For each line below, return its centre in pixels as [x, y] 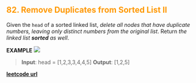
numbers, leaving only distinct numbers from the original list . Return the [97, 31]
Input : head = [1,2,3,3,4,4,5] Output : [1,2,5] [75, 62]
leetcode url [22, 74]
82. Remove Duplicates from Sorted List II [87, 10]
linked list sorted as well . [38, 38]
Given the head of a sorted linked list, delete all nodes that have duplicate [98, 24]
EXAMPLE [19, 50]
